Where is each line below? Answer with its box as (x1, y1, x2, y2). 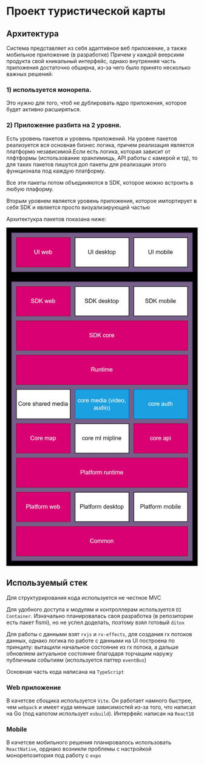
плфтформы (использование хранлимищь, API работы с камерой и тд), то (6, 154, 198, 162)
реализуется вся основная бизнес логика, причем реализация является (6, 141, 194, 148)
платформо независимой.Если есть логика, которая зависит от (6, 148, 171, 155)
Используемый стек (6, 578, 88, 588)
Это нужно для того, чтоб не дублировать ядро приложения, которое (6, 99, 187, 107)
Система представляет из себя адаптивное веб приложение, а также (6, 44, 187, 52)
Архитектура (6, 29, 59, 39)
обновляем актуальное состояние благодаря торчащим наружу (6, 650, 173, 657)
